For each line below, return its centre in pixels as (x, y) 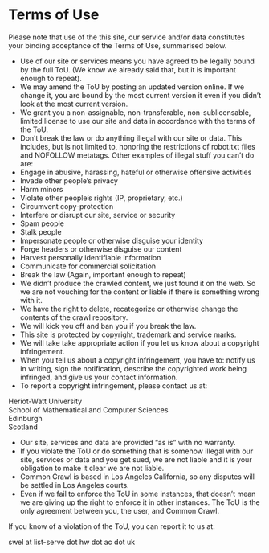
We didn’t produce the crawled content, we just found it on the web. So (138, 283)
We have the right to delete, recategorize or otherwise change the (129, 309)
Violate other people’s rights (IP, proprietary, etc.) (101, 198)
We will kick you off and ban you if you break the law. (108, 326)
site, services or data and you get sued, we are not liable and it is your (136, 459)
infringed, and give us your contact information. (99, 377)
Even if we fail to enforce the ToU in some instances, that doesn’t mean (138, 494)
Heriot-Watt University (45, 401)
